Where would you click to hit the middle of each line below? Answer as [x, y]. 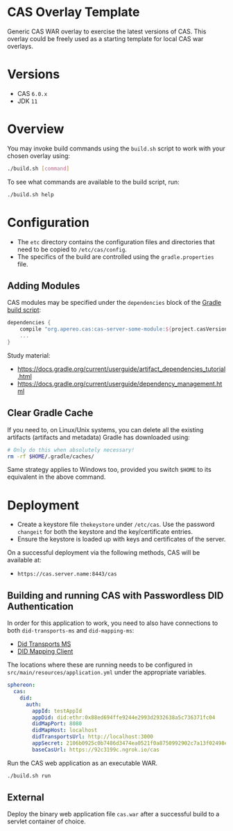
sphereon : [21, 685]
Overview [36, 129]
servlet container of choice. [47, 821]
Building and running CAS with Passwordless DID [115, 595]
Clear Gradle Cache [50, 413]
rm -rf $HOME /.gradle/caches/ [51, 457]
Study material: [29, 355]
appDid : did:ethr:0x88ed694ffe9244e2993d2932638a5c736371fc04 [124, 718]
